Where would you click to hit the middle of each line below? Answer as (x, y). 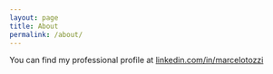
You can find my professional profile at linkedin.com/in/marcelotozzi (136, 60)
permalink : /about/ (46, 34)
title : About (34, 26)
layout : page (34, 18)
